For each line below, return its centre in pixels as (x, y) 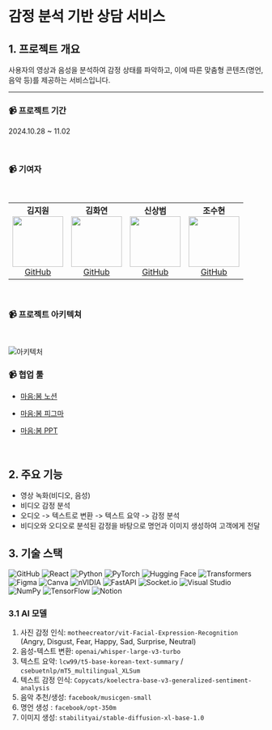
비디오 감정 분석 (45, 505)
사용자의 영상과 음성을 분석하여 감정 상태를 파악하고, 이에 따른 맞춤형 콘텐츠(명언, (136, 70)
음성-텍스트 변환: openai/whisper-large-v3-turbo (100, 651)
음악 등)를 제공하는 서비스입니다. (59, 80)
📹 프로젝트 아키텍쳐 (45, 314)
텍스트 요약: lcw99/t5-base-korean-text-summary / (102, 661)
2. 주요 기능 (36, 474)
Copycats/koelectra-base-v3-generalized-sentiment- (163, 681)
